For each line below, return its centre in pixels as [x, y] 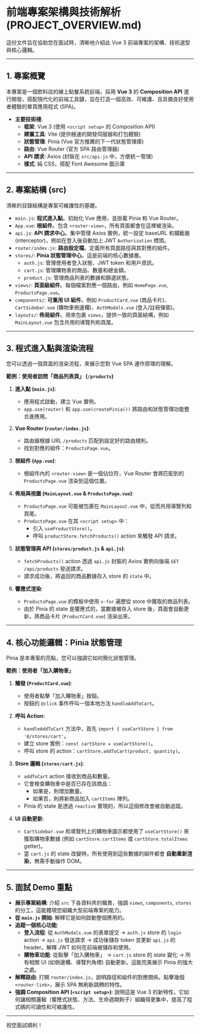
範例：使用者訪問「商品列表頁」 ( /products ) [60, 376]
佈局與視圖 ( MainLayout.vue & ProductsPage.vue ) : [74, 493]
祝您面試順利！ [24, 1025]
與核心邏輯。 [22, 50]
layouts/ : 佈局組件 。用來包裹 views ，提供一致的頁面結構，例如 [92, 315]
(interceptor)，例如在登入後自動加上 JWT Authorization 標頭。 [92, 240]
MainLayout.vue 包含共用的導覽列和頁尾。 [65, 322]
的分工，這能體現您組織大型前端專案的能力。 [70, 910]
